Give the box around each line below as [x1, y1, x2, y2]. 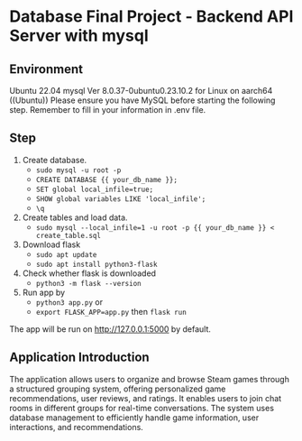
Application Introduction [9, 350, 151, 365]
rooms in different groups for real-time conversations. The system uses [9, 402, 275, 413]
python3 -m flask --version [35, 279, 142, 288]
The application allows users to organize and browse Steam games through [9, 373, 290, 384]
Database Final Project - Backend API [9, 6, 294, 27]
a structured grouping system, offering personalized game [9, 383, 226, 394]
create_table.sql [35, 231, 102, 240]
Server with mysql [9, 25, 149, 46]
